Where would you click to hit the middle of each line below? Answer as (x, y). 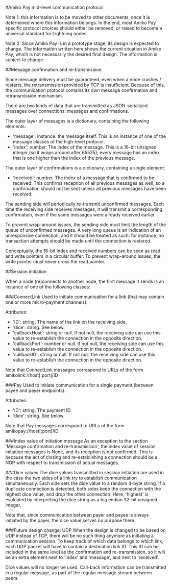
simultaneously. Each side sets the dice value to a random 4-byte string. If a (85, 483)
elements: (16, 126)
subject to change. (25, 60)
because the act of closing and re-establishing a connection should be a (81, 457)
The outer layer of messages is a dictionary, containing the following (77, 121)
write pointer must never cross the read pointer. (55, 262)
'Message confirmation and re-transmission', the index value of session (80, 446)
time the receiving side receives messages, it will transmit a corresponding (84, 209)
